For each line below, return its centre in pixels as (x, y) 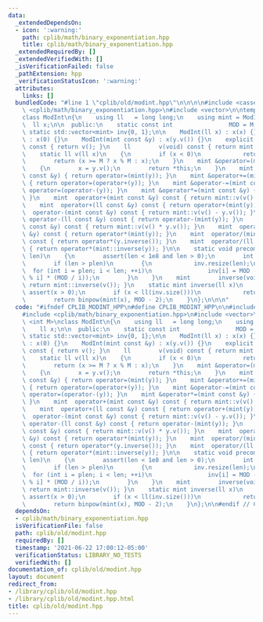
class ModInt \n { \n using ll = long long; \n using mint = (131, 118)
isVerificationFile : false (59, 526)
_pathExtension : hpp (49, 74)
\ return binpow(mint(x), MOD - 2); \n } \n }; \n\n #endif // (136, 504)
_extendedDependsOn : (49, 23)
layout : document (36, 577)
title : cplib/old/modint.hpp (56, 606)
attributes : (35, 88)
